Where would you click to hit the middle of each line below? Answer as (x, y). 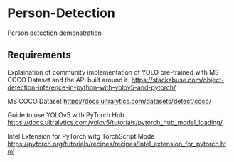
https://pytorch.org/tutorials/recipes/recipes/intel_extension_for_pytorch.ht (117, 144)
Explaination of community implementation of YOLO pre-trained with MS (113, 72)
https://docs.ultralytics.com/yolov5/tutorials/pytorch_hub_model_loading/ (115, 122)
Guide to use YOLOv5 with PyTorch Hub (66, 114)
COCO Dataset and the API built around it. (69, 80)
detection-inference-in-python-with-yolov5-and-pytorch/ (92, 87)
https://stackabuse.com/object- (178, 80)
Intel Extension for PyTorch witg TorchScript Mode (81, 136)
